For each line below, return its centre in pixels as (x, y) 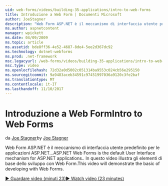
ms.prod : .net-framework (31, 56)
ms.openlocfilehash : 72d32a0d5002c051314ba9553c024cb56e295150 (72, 70)
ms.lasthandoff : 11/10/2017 (34, 89)
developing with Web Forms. (34, 169)
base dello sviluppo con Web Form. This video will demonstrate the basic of (82, 163)
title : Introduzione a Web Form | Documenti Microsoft (63, 14)
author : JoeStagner (25, 19)
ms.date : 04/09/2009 (27, 38)
